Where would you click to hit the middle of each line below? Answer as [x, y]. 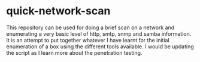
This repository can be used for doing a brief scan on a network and [90, 27]
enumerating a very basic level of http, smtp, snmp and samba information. [99, 33]
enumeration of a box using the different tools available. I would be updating [100, 46]
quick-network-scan [58, 11]
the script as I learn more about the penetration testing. [74, 52]
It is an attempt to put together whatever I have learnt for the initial [88, 40]
